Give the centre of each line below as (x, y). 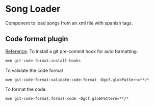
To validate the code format (34, 70)
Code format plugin (37, 39)
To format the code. (26, 89)
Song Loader (33, 9)
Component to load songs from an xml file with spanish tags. (69, 23)
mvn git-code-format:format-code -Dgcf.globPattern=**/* (67, 98)
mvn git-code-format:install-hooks (43, 61)
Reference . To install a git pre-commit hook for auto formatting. (72, 51)
